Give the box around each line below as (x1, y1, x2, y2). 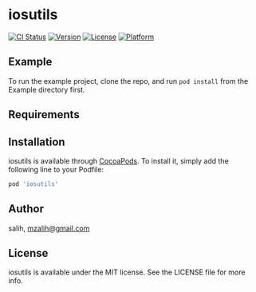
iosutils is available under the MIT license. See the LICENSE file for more (8, 267, 246, 277)
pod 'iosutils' (8, 180, 59, 188)
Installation (8, 135, 65, 148)
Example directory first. (8, 85, 85, 94)
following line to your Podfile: (8, 164, 104, 174)
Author (8, 202, 44, 216)
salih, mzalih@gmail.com (8, 223, 90, 233)
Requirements (8, 108, 80, 121)
